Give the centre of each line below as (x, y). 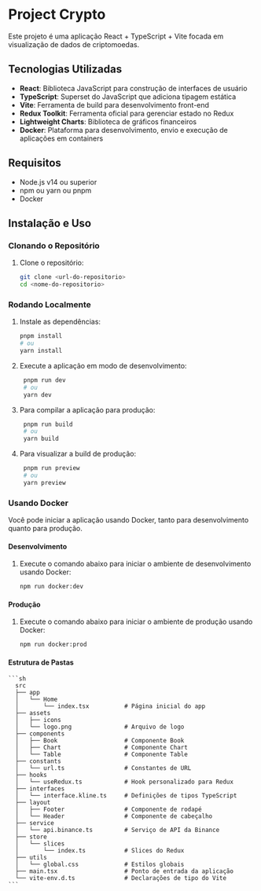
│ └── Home (37, 700)
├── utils (31, 858)
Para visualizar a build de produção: (77, 454)
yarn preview (44, 482)
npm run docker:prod (53, 645)
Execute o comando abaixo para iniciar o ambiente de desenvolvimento (135, 564)
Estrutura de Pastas (41, 662)
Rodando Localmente (50, 304)
